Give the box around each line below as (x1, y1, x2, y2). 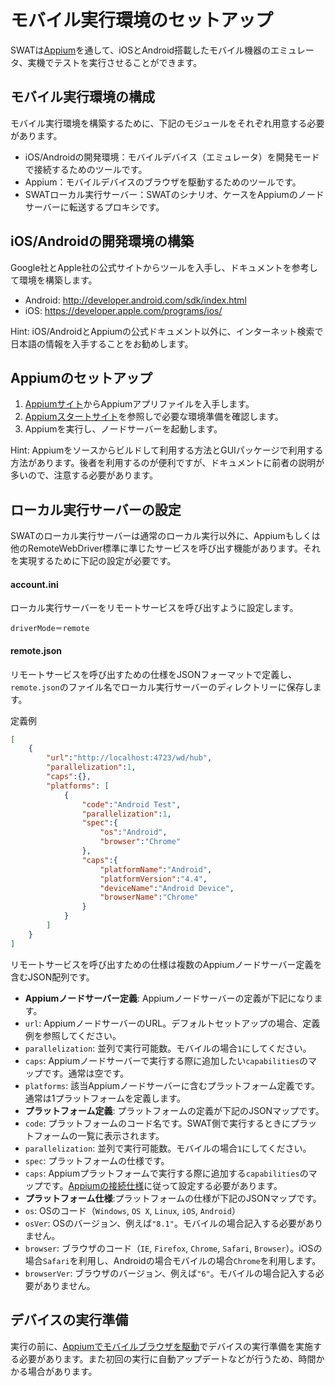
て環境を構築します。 (10, 274, 98, 286)
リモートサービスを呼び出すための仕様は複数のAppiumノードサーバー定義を (10, 958, 323, 970)
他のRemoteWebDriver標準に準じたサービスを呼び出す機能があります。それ (10, 542, 321, 555)
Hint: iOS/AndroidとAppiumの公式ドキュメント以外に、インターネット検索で (10, 325, 324, 337)
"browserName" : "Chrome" (99, 892, 199, 903)
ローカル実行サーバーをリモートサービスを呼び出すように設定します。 (10, 602, 299, 614)
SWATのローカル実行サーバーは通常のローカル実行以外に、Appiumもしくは (10, 530, 321, 542)
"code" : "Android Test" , (81, 799, 182, 810)
